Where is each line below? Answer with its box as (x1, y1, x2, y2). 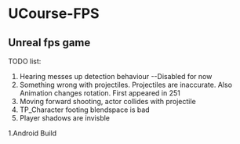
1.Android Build (8, 128, 57, 138)
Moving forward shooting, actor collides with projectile (19, 97, 196, 106)
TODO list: (8, 56, 42, 66)
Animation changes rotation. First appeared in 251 (19, 88, 180, 98)
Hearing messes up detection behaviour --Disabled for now (19, 72, 213, 81)
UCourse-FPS (8, 5, 100, 23)
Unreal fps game (8, 36, 91, 49)
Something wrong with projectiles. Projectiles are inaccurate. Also (19, 80, 233, 89)
